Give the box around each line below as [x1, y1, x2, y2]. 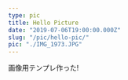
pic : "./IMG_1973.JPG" [8, 41, 82, 49]
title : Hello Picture [8, 19, 79, 27]
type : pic [8, 11, 41, 20]
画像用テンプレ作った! [8, 64, 79, 73]
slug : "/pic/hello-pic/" [8, 33, 90, 42]
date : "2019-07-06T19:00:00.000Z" [8, 26, 122, 34]
